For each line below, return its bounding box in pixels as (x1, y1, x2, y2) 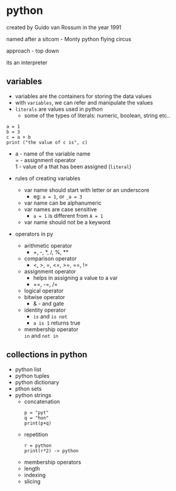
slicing (24, 478, 41, 485)
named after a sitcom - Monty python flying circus (6, 35, 132, 42)
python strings (15, 391, 51, 398)
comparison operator (24, 255, 77, 262)
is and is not (33, 312, 68, 320)
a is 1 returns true (33, 319, 80, 326)
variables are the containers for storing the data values (15, 92, 152, 100)
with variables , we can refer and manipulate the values (15, 99, 153, 106)
